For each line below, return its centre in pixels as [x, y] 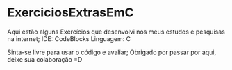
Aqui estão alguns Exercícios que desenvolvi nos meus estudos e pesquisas [116, 32]
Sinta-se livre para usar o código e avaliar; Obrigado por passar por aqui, [112, 52]
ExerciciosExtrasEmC [71, 13]
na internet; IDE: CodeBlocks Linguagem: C [69, 38]
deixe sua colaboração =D [45, 59]
